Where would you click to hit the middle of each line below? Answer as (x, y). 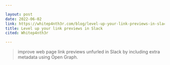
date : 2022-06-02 (24, 19)
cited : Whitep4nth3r (27, 33)
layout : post (19, 14)
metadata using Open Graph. (48, 57)
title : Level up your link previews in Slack (54, 28)
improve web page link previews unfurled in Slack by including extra (89, 52)
